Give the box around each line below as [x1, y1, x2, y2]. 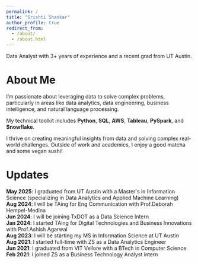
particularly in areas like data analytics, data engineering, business [6, 99, 169, 106]
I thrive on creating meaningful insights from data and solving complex [6, 135, 179, 142]
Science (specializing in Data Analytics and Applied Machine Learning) [6, 194, 179, 201]
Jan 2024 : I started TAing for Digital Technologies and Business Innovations [6, 219, 192, 226]
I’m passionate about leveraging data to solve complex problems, [6, 93, 165, 100]
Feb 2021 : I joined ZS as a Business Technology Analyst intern [6, 250, 158, 258]
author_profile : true [6, 20, 60, 26]
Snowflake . [6, 123, 34, 131]
